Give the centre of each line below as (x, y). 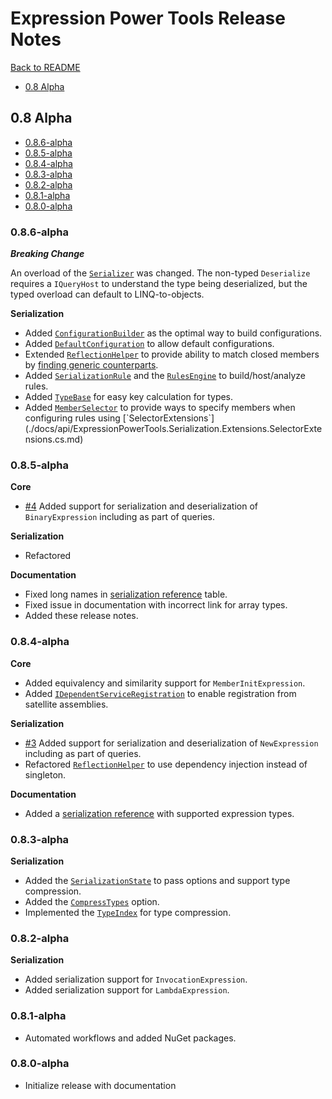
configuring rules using (72, 418)
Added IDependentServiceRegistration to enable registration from (160, 693)
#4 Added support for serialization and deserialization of (141, 506)
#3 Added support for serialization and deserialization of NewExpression (171, 743)
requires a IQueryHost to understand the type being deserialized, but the (159, 284)
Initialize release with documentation (100, 1085)
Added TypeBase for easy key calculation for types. (129, 397)
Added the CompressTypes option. (92, 901)
